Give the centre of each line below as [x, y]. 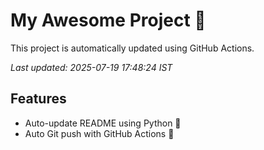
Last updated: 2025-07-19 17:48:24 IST [91, 67]
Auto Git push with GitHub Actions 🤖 [99, 133]
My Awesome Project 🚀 [108, 20]
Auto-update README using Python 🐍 [103, 123]
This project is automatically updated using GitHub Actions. [132, 48]
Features [38, 99]
